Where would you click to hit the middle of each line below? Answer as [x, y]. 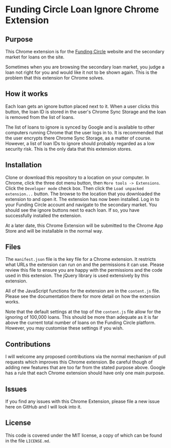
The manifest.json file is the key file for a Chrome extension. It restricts [81, 259]
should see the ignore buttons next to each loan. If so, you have [72, 210]
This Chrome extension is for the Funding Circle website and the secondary [85, 52]
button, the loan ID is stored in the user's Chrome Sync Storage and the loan [86, 112]
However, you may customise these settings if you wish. [65, 328]
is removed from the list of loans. [40, 117]
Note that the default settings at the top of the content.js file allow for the [83, 312]
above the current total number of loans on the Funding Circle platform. [81, 323]
